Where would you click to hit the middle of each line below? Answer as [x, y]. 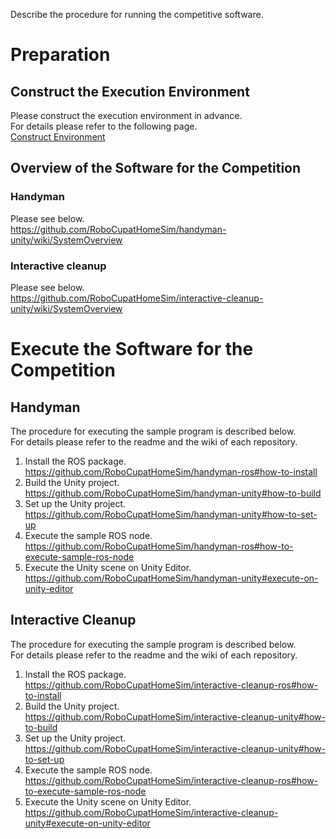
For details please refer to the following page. [104, 126]
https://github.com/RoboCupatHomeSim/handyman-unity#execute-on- [171, 578]
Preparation [60, 55]
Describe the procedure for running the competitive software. [137, 14]
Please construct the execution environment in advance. [126, 115]
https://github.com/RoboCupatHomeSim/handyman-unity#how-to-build [173, 493]
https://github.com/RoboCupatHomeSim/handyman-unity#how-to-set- [171, 514]
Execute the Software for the [132, 349]
